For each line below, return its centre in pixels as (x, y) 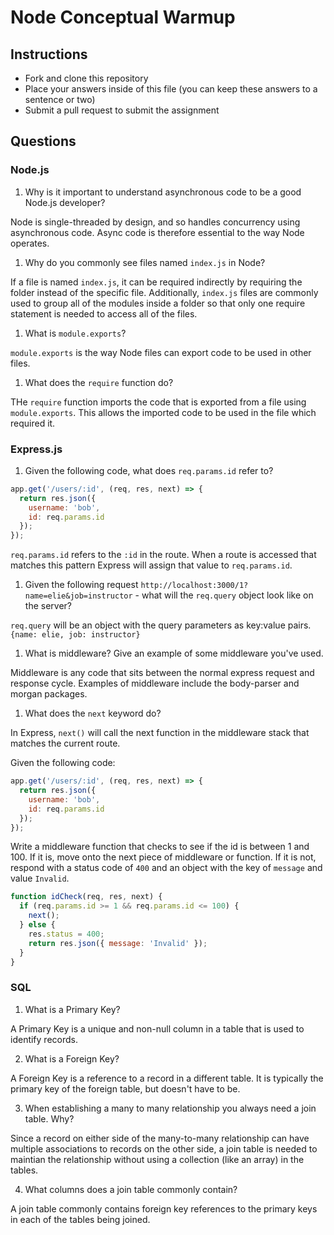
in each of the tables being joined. (80, 1219)
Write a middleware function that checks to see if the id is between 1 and (160, 847)
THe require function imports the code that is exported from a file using (158, 402)
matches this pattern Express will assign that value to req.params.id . (151, 565)
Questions (43, 141)
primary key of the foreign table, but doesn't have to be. (125, 1088)
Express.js (36, 449)
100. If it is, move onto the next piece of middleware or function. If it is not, (163, 857)
